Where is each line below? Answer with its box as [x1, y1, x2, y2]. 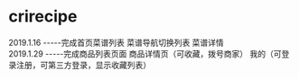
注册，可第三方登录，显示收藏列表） [15, 59, 151, 70]
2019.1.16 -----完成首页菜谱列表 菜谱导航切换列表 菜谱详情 [8, 37, 225, 48]
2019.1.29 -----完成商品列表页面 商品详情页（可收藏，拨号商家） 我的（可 [8, 48, 282, 59]
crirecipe [8, 6, 78, 27]
